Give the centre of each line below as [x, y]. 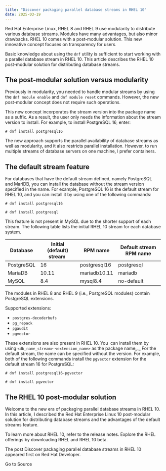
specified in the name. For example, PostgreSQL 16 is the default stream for [82, 189]
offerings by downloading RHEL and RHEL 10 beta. [56, 439]
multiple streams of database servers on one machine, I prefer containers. [81, 151]
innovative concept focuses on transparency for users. [61, 44]
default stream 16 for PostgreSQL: [40, 364]
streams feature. [22, 424]
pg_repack [22, 323]
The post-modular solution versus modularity [77, 80]
